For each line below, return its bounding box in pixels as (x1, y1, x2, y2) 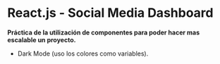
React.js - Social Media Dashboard (7, 5, 214, 21)
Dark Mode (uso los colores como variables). (17, 49, 149, 58)
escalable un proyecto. (7, 35, 76, 44)
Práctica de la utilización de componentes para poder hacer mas (7, 28, 200, 37)
